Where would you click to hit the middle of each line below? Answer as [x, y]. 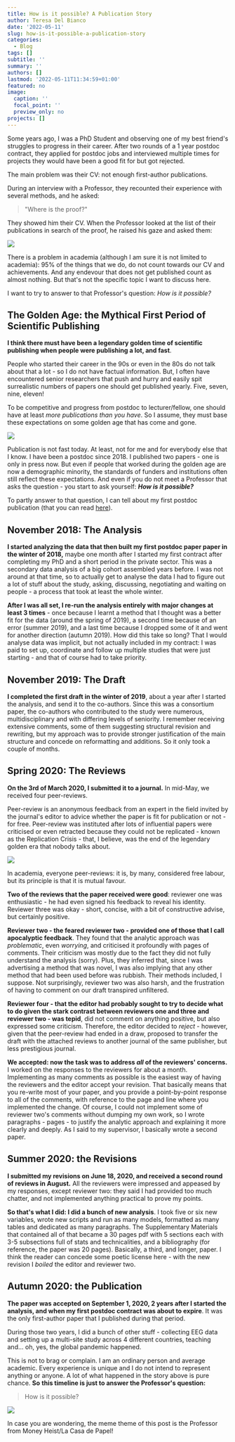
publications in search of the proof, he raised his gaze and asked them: [110, 230]
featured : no [26, 86]
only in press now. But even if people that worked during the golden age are [117, 464]
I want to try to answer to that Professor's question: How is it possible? [109, 293]
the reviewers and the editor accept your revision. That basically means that [117, 1084]
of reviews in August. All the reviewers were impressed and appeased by [114, 1183]
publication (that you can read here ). [60, 508]
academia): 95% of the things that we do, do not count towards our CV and [116, 264]
